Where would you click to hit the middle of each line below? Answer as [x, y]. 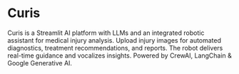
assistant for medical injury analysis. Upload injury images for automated [115, 40]
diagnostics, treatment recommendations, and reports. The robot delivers [115, 48]
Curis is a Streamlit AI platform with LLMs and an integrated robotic [106, 33]
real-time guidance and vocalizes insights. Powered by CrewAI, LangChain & [119, 55]
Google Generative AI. [40, 63]
